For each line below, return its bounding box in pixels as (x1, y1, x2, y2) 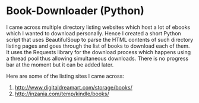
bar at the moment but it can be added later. (6, 61, 114, 68)
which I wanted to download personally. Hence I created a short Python (6, 29, 181, 36)
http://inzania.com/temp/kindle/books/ (14, 90, 109, 97)
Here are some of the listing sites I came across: (6, 72, 125, 79)
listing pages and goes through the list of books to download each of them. (6, 42, 190, 49)
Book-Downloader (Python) (6, 4, 144, 18)
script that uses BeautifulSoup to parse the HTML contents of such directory (6, 36, 194, 43)
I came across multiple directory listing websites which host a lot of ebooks (6, 24, 191, 31)
